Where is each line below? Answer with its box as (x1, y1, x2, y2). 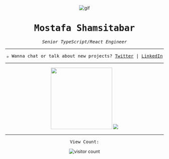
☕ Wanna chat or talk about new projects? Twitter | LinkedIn (6, 53, 163, 59)
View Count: (69, 139, 100, 144)
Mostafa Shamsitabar (34, 23, 135, 34)
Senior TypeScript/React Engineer (42, 39, 127, 44)
